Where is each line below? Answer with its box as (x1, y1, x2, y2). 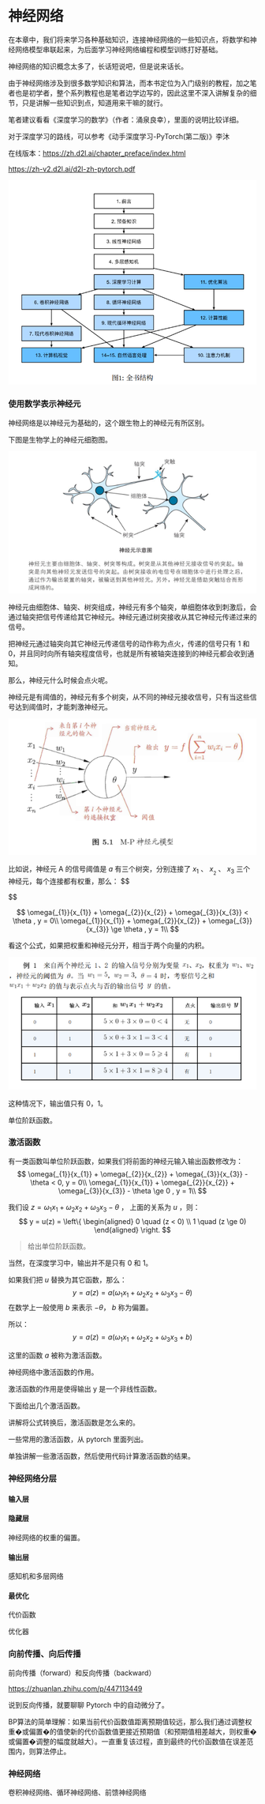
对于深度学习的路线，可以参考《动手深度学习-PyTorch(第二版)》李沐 (8, 131, 230, 141)
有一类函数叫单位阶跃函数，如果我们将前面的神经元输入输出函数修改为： (8, 1156, 243, 1166)
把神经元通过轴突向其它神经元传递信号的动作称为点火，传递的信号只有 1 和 (8, 639, 250, 649)
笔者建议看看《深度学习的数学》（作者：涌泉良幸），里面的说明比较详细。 (8, 115, 243, 124)
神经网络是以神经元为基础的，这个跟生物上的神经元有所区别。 (8, 418, 209, 427)
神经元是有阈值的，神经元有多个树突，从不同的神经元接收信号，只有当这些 (8, 692, 250, 702)
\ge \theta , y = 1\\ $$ (110, 925, 180, 934)
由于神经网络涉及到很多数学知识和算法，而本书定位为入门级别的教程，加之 (8, 78, 250, 88)
